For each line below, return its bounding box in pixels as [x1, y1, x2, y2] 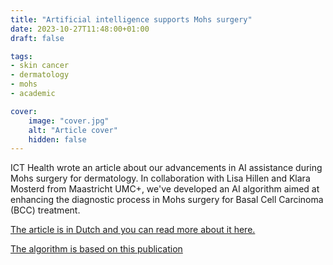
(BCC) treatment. [10, 204, 81, 216]
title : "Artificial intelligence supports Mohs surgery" [10, 14, 253, 25]
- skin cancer [10, 61, 70, 71]
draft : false [10, 33, 65, 43]
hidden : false [28, 134, 87, 145]
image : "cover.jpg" [28, 116, 110, 126]
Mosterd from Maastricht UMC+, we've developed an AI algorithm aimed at [10, 183, 320, 195]
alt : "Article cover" [28, 125, 118, 135]
